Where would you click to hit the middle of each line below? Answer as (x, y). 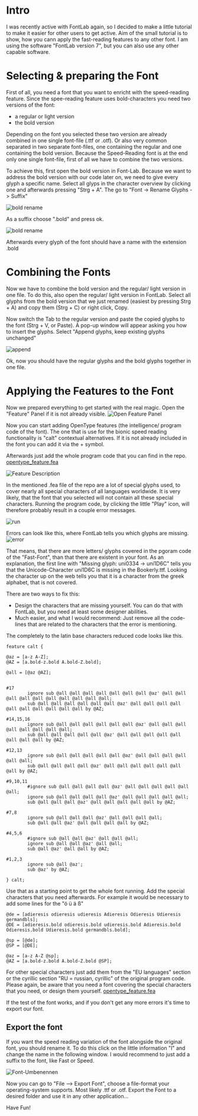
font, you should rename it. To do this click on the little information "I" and (96, 1048)
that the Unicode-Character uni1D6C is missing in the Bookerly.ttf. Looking (97, 570)
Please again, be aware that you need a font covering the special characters (99, 984)
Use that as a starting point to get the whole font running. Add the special (95, 891)
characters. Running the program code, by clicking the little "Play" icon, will (98, 504)
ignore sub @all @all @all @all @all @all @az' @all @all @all (107, 724)
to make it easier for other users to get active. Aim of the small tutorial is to (97, 33)
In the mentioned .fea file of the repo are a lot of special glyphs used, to (93, 485)
